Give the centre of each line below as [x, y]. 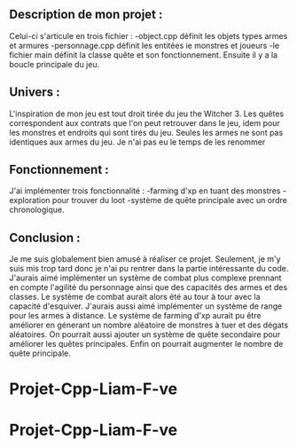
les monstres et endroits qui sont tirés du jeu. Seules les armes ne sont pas [146, 132]
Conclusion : [45, 237]
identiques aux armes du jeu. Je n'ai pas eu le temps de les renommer [137, 142]
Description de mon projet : [86, 15]
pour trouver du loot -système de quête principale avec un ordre [170, 200]
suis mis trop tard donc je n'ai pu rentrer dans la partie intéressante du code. [149, 269]
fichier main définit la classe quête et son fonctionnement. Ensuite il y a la [143, 55]
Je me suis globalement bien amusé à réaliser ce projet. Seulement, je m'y [145, 259]
